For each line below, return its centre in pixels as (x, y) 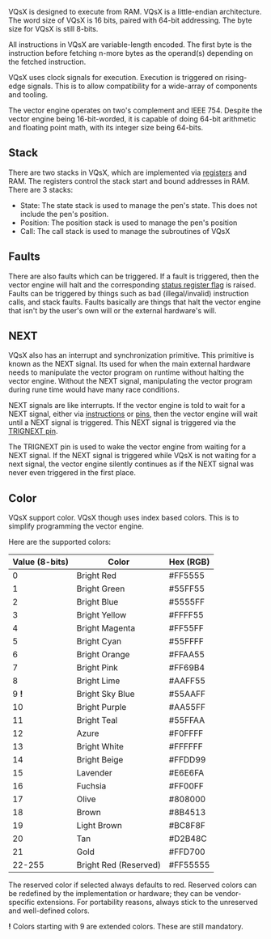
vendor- (228, 894)
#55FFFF (186, 641)
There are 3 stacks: (41, 189)
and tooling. (28, 95)
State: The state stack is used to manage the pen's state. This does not (138, 205)
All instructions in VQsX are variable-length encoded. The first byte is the (130, 45)
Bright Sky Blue (106, 694)
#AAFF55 (187, 681)
